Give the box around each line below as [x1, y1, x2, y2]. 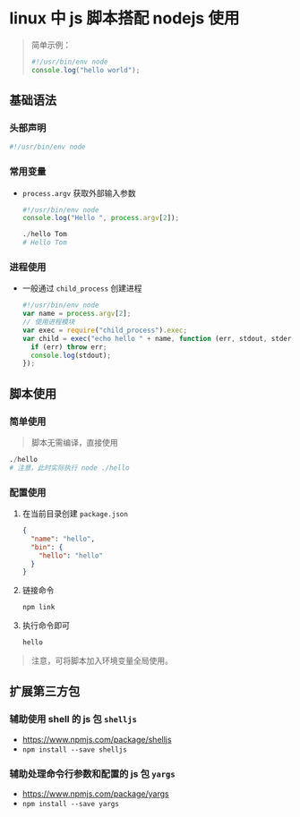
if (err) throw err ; [30, 342, 107, 352]
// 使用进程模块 [21, 318, 75, 327]
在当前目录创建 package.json [21, 508, 128, 519]
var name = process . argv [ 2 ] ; [21, 310, 132, 319]
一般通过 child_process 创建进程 [21, 283, 142, 294]
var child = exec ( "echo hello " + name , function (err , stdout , [21, 334, 268, 343]
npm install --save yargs [21, 800, 119, 809]
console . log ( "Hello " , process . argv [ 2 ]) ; [21, 214, 180, 223]
